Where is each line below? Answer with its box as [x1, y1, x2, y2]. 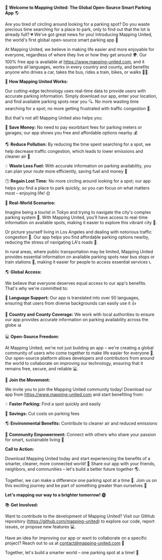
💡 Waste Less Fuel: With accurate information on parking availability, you [5, 163, 151, 168]
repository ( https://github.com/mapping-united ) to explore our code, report [5, 518, 155, 524]
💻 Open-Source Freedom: [5, 334, 59, 339]
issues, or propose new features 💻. [5, 524, 76, 529]
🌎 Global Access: [5, 269, 42, 275]
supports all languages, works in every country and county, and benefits [5, 64, 149, 70]
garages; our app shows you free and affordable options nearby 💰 [5, 130, 138, 135]
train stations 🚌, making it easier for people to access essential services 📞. [5, 259, 152, 264]
